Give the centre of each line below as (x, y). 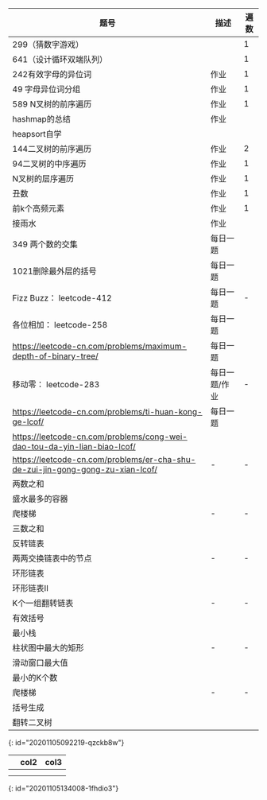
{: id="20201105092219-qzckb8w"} (66, 742)
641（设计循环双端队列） (60, 59)
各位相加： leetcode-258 (60, 325)
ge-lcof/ (28, 422)
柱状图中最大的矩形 (48, 648)
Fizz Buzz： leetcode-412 (62, 298)
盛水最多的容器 (41, 499)
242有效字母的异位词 (52, 74)
